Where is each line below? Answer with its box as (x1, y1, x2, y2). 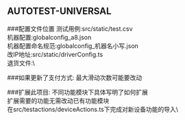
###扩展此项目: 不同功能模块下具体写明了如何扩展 (7, 88, 149, 96)
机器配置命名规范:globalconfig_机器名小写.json (7, 41, 139, 50)
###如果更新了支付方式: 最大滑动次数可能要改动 (7, 73, 143, 82)
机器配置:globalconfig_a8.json (7, 33, 92, 41)
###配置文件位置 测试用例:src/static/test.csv (7, 24, 133, 33)
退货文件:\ (7, 58, 36, 67)
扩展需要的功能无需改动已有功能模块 (7, 96, 110, 105)
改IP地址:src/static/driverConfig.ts (7, 50, 103, 58)
